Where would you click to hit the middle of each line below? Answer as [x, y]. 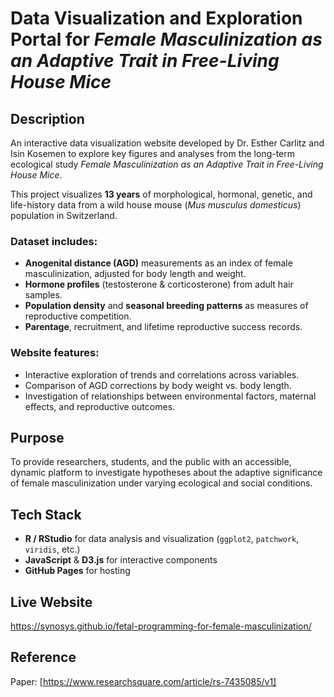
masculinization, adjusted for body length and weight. [135, 274]
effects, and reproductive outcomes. [100, 406]
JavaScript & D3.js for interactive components [121, 560]
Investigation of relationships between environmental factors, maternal [170, 396]
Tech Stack [46, 514]
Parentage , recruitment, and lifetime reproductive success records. [163, 327]
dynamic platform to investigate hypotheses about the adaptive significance [166, 473]
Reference [43, 657]
